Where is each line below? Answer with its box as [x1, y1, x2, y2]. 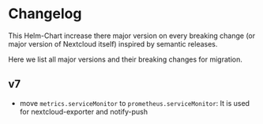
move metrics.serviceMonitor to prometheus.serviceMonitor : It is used [19, 98, 250, 107]
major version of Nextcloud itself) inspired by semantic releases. [8, 39, 218, 48]
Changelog [8, 5, 82, 23]
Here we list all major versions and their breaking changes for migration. [8, 54, 242, 64]
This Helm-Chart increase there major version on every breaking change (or [8, 31, 255, 40]
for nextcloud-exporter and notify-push [19, 107, 148, 116]
